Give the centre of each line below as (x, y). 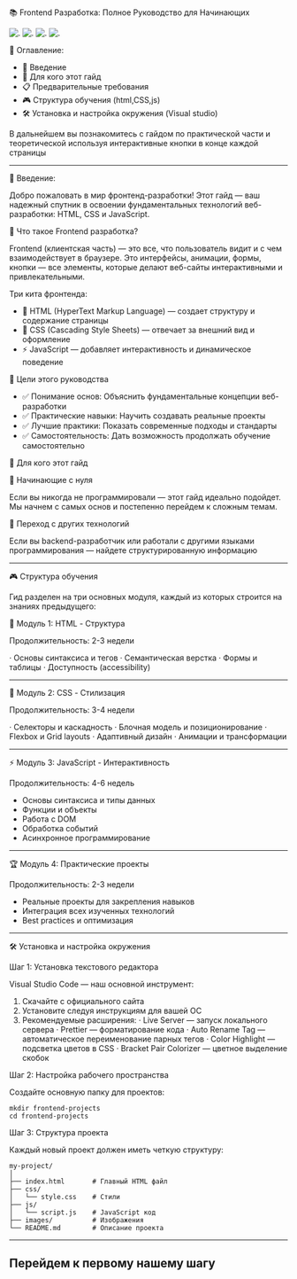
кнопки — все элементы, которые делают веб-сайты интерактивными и (146, 267)
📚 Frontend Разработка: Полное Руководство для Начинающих (129, 12)
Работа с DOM (49, 819)
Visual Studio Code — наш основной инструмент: (102, 984)
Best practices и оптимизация (78, 920)
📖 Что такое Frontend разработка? (74, 231)
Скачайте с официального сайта (83, 1001)
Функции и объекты (59, 810)
